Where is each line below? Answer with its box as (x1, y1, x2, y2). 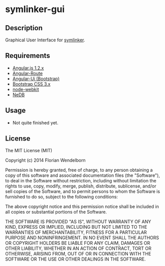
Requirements (5, 51, 50, 60)
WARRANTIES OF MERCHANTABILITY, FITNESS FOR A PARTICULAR (5, 229, 147, 235)
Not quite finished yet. (12, 119, 59, 125)
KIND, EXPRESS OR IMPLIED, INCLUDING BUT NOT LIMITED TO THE (5, 224, 147, 230)
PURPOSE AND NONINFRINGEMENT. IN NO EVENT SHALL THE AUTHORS (5, 235, 159, 241)
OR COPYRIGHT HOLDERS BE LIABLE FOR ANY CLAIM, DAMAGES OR (5, 240, 150, 246)
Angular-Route (12, 70, 43, 76)
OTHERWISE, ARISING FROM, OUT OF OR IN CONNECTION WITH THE (5, 251, 151, 257)
